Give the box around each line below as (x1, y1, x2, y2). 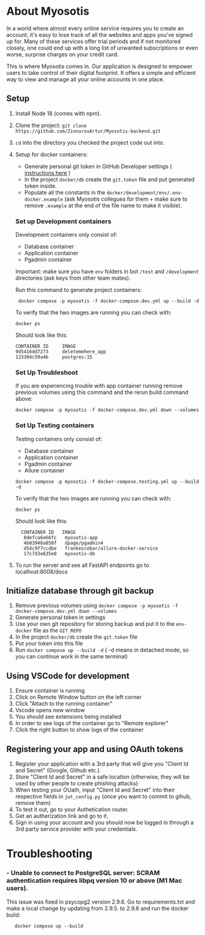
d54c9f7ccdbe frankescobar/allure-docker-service (23, 545, 158, 552)
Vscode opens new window (15, 707, 85, 714)
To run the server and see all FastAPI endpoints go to (15, 561, 149, 569)
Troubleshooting (6, 847, 93, 861)
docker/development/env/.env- (106, 190, 184, 196)
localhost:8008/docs (15, 568, 69, 575)
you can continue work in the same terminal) (15, 653, 128, 660)
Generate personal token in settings (15, 614, 106, 621)
